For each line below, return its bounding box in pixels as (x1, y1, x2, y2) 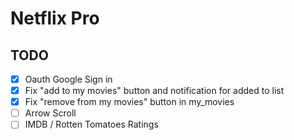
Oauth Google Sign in (24, 73, 113, 85)
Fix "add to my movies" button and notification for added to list (24, 85, 285, 97)
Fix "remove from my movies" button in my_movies (24, 96, 235, 108)
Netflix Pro (10, 7, 100, 30)
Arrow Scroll (24, 107, 77, 119)
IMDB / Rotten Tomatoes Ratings (24, 118, 159, 131)
